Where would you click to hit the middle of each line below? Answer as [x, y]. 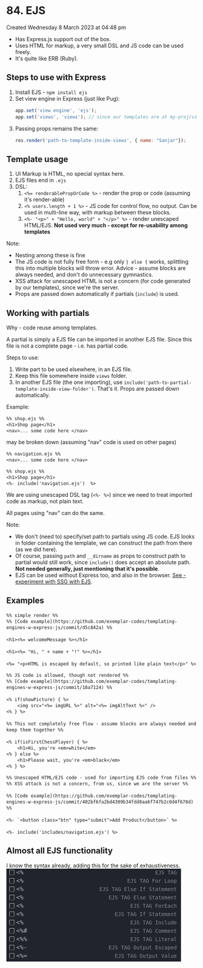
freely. [23, 52]
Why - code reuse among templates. [52, 328]
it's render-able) [44, 200]
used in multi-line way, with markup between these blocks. [98, 212]
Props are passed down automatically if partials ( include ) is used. [97, 294]
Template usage [37, 159]
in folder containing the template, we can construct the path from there [104, 543]
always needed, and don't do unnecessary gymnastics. [84, 275]
